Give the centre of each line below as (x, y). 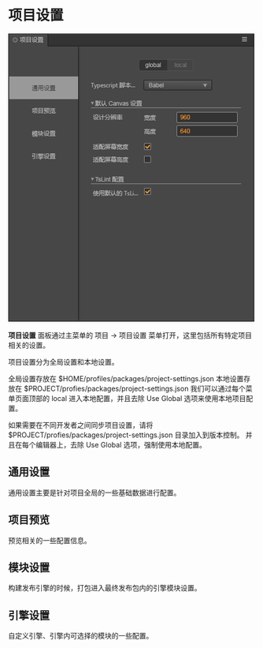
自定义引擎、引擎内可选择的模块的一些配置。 (81, 636)
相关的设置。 (29, 345)
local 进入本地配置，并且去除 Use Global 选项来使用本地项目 (148, 398)
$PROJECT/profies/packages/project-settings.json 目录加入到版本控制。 (126, 435)
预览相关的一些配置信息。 (50, 540)
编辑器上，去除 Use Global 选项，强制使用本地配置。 (120, 444)
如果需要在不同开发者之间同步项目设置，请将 (81, 425)
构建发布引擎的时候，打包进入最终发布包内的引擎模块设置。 (105, 588)
